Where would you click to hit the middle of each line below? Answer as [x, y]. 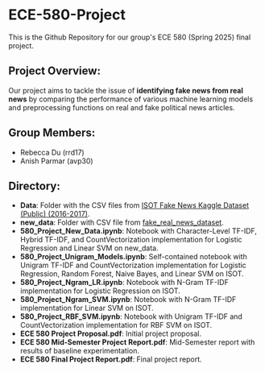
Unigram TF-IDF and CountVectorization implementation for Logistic [133, 265]
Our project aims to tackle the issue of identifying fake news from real [126, 90]
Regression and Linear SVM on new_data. [89, 248]
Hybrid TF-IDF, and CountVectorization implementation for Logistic [131, 240]
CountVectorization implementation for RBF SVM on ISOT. [116, 325]
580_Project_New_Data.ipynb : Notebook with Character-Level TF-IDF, [139, 231]
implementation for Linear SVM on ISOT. [87, 308]
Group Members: [52, 133]
